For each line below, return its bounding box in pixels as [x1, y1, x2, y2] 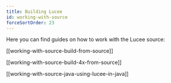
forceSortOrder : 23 [6, 20, 55, 25]
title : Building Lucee [6, 8, 63, 15]
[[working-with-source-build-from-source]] [6, 47, 113, 55]
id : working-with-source [6, 14, 68, 20]
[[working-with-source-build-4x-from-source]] [6, 59, 122, 66]
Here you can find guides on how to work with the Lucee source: [6, 36, 166, 43]
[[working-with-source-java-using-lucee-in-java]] [6, 71, 129, 78]
